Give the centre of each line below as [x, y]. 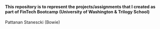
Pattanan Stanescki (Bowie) [33, 22]
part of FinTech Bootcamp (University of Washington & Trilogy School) [77, 11]
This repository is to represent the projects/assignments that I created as [80, 7]
